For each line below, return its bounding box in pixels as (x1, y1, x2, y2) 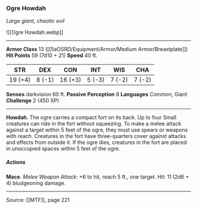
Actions (6, 159, 26, 166)
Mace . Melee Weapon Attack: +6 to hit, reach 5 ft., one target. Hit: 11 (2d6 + (6, 173, 189, 180)
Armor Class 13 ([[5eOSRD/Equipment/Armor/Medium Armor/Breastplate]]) (6, 46, 188, 53)
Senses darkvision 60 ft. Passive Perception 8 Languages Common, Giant (6, 91, 188, 98)
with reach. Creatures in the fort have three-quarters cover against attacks (6, 133, 186, 140)
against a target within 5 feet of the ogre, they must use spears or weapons (6, 126, 188, 133)
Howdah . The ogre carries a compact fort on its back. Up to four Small (6, 114, 177, 121)
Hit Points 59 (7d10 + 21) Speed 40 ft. (6, 52, 98, 59)
